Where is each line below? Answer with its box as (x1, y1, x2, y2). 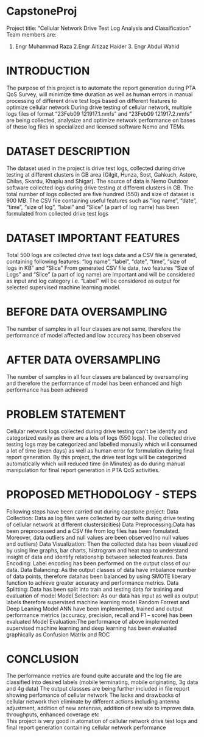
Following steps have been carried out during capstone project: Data (6, 507, 178, 515)
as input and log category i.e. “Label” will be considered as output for (6, 277, 181, 284)
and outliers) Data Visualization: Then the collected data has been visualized (6, 540, 198, 548)
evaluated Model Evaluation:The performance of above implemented (6, 618, 178, 625)
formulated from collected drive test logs (6, 210, 109, 217)
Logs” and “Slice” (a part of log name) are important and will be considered (6, 270, 195, 278)
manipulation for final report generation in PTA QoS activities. (6, 466, 160, 473)
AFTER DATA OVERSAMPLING (6, 353, 161, 367)
